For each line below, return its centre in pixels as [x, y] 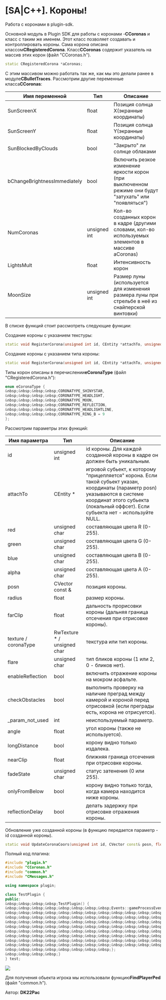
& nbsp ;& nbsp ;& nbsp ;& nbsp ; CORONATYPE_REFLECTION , [56, 405]
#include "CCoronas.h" [28, 867]
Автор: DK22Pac [22, 992]
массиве [124, 248]
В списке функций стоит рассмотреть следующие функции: [68, 325]
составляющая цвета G [114, 541]
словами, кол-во [134, 229]
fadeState [19, 774]
